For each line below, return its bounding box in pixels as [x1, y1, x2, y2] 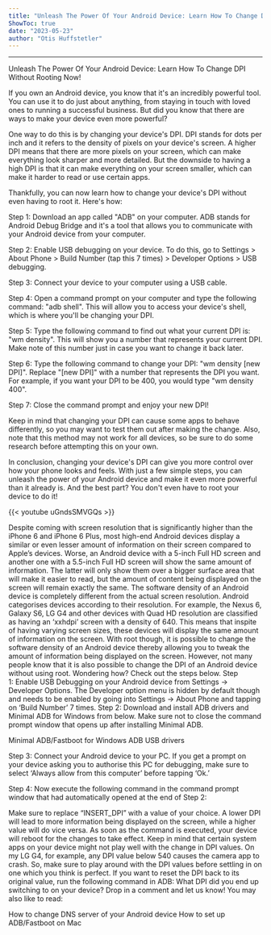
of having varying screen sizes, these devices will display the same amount [8, 626, 259, 636]
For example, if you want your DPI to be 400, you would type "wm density [8, 376, 254, 386]
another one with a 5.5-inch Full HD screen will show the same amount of [8, 557, 252, 567]
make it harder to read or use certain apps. [8, 173, 151, 182]
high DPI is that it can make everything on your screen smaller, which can [8, 164, 252, 173]
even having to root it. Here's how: [8, 197, 123, 207]
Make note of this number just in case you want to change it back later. [8, 344, 244, 353]
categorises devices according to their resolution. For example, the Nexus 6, [8, 600, 262, 610]
